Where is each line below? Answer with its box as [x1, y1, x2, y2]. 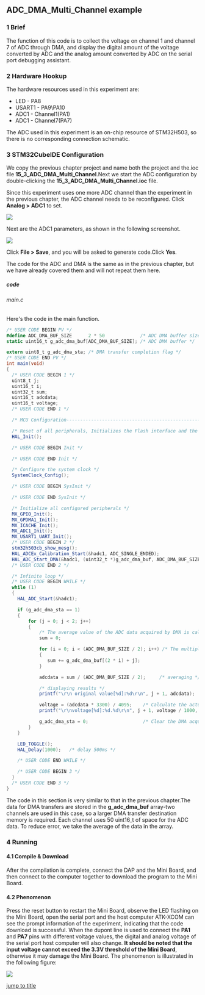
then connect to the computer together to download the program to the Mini [6, 872, 197, 880]
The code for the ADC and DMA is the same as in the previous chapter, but [6, 260, 194, 268]
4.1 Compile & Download [6, 853, 69, 860]
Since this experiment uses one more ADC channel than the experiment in [6, 189, 192, 196]
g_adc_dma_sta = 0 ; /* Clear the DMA [38, 719, 187, 725]
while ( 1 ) [12, 584, 37, 591]
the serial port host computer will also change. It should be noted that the [6, 939, 193, 947]
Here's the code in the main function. [6, 315, 99, 322]
